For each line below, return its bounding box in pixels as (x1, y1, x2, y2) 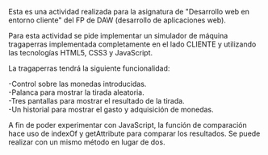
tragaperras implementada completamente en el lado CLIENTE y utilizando (8, 39, 257, 49)
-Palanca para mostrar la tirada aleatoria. (8, 88, 144, 97)
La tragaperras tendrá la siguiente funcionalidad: (8, 63, 170, 73)
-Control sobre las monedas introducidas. (8, 80, 147, 88)
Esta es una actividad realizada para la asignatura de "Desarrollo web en (8, 7, 250, 16)
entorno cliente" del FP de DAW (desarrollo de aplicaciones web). (8, 15, 226, 25)
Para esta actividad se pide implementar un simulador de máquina (8, 31, 228, 40)
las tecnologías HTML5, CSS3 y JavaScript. (8, 48, 153, 57)
